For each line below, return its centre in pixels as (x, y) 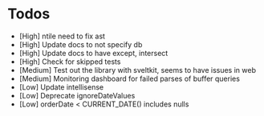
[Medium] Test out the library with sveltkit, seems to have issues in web (137, 70)
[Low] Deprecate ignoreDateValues (77, 95)
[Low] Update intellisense (61, 87)
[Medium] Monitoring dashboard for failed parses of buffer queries (129, 78)
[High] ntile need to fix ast (62, 36)
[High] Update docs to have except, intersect (93, 53)
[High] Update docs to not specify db (81, 44)
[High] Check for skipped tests (70, 62)
